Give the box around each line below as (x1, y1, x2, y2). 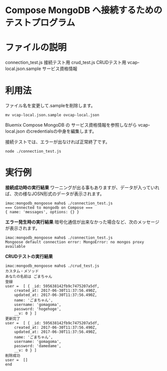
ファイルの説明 (5, 42, 67, 53)
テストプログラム (5, 17, 75, 29)
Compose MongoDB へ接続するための (5, 5, 162, 16)
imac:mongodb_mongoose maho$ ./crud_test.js (5, 263, 99, 268)
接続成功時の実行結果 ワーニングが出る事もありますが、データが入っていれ (5, 185, 159, 190)
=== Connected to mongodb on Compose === (5, 205, 93, 210)
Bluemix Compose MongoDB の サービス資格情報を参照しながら (5, 122, 137, 128)
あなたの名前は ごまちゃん (5, 274, 52, 279)
